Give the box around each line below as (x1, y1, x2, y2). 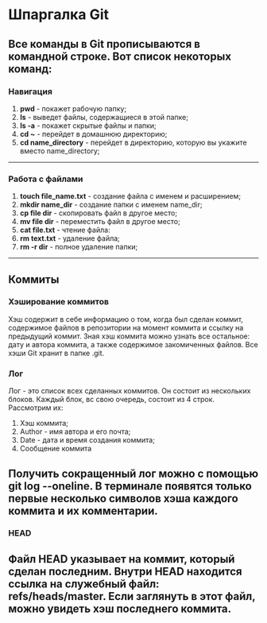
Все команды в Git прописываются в (8, 37, 201, 51)
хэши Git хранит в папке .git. (8, 348, 105, 358)
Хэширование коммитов (8, 296, 110, 308)
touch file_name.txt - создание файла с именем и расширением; (19, 192, 242, 201)
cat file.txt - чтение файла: (19, 225, 110, 235)
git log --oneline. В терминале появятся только (8, 479, 252, 493)
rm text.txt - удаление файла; (19, 234, 121, 243)
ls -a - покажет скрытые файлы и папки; (19, 121, 157, 130)
